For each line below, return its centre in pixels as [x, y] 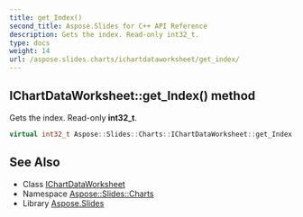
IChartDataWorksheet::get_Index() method [132, 96]
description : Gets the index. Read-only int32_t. [105, 34]
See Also [35, 163]
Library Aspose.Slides [63, 203]
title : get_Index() [46, 18]
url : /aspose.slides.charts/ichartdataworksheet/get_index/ [125, 59]
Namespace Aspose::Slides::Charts [88, 194]
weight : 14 [30, 51]
